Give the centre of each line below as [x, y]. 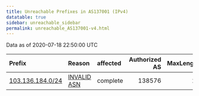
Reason [79, 63]
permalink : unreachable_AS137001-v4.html [58, 28]
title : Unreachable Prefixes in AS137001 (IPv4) [67, 12]
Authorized [145, 60]
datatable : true [26, 17]
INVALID [80, 77]
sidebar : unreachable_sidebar [44, 23]
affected [109, 63]
